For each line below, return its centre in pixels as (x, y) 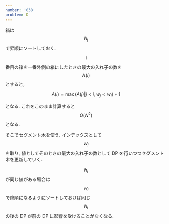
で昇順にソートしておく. (31, 48)
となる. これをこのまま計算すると (40, 106)
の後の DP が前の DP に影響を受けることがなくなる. (59, 216)
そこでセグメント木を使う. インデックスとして (54, 135)
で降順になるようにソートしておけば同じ (48, 198)
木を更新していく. (24, 159)
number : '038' (20, 10)
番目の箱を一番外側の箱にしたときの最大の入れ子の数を (64, 67)
